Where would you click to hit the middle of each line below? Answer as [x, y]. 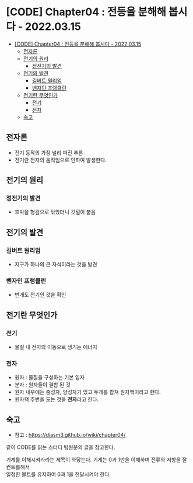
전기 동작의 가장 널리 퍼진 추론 [49, 152]
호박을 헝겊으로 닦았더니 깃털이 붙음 [55, 212]
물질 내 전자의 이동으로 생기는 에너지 [56, 347]
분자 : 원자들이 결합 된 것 [43, 385]
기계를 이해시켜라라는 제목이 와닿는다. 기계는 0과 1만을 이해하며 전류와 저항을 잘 [96, 460]
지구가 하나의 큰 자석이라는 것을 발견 [56, 265]
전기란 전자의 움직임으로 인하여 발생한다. [60, 160]
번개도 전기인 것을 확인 [40, 295]
